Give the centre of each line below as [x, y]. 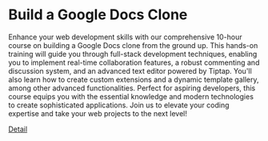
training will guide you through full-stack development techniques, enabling [133, 54]
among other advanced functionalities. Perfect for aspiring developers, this [132, 88]
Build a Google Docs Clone [98, 15]
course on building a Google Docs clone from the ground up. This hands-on [133, 45]
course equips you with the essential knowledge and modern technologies [131, 96]
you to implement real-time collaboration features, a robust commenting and [134, 62]
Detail [18, 129]
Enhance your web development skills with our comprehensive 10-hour [125, 37]
